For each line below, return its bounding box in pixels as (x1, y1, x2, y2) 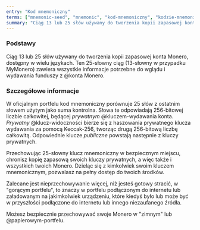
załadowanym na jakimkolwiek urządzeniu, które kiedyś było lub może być (6, 193, 189, 200)
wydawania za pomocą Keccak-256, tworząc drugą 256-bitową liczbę (6, 125, 178, 133)
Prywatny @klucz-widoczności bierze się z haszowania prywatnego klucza (6, 119, 191, 126)
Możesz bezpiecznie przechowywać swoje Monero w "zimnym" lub (6, 210, 173, 218)
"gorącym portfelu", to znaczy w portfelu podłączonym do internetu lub (6, 186, 181, 193)
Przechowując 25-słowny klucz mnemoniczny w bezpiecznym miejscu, (6, 149, 181, 156)
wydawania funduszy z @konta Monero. (6, 72, 105, 79)
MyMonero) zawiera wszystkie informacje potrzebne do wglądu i (6, 65, 165, 73)
